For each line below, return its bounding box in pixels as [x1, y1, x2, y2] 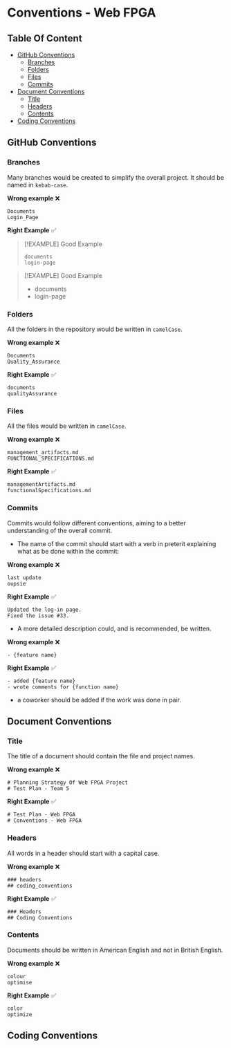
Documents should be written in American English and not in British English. [7, 946, 223, 954]
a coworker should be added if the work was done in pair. [17, 695, 182, 704]
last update [7, 574, 41, 581]
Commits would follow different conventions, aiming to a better [7, 518, 187, 527]
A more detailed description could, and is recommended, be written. [17, 624, 212, 633]
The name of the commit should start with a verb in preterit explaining [17, 539, 216, 548]
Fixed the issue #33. [7, 612, 70, 619]
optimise [7, 979, 33, 986]
